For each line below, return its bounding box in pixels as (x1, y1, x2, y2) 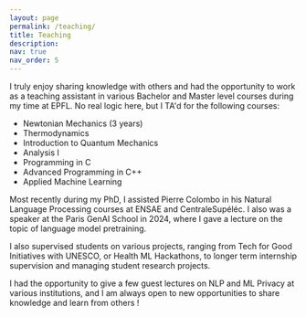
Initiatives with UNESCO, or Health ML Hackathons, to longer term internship (9, 250, 298, 261)
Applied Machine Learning (22, 176, 122, 187)
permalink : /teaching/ (9, 22, 96, 31)
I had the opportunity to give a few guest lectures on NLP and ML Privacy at (9, 278, 295, 289)
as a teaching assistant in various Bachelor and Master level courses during (9, 90, 294, 101)
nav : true (9, 48, 47, 57)
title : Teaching (9, 30, 71, 39)
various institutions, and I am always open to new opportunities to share (9, 288, 280, 298)
